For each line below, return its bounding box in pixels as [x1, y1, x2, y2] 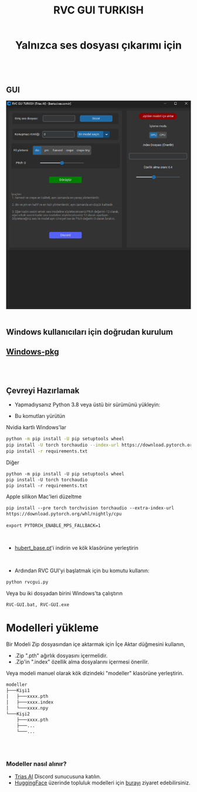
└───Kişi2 [6, 711, 30, 717]
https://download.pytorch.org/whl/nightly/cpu [6, 511, 122, 517]
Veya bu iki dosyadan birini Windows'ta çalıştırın [6, 590, 123, 597]
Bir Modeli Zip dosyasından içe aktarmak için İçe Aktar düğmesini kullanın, [6, 640, 186, 648]
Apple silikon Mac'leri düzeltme [6, 493, 82, 500]
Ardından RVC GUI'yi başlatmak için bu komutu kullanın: [14, 567, 150, 575]
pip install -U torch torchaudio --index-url [6, 442, 119, 448]
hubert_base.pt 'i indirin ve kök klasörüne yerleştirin [14, 545, 139, 552]
